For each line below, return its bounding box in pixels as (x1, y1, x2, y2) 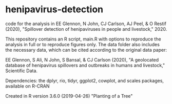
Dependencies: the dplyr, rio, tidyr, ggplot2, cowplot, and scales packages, (5, 77, 164, 84)
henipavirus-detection (5, 4, 104, 15)
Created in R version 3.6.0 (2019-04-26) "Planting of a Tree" (5, 93, 133, 99)
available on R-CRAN (5, 83, 50, 89)
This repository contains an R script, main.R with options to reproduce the (5, 36, 161, 42)
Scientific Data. (5, 68, 37, 74)
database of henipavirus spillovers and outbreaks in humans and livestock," (5, 62, 165, 68)
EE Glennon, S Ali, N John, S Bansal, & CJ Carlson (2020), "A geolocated (5, 56, 159, 63)
